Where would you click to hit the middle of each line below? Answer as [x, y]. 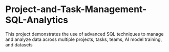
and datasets [19, 44]
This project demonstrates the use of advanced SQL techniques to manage [84, 34]
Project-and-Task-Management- [76, 9]
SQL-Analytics [37, 20]
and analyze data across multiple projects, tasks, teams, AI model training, [84, 39]
